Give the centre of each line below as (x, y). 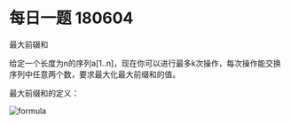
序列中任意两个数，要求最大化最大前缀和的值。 (94, 74)
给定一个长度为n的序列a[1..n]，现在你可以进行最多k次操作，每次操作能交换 (145, 63)
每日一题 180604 (71, 18)
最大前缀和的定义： (44, 93)
